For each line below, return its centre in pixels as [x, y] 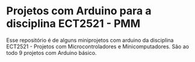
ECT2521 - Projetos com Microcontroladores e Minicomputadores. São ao [98, 46]
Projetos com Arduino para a [79, 11]
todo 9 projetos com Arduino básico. [51, 52]
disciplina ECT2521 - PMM [73, 24]
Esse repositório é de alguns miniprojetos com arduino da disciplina [90, 40]
